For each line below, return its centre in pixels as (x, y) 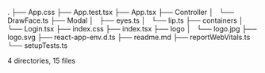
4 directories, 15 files (42, 60)
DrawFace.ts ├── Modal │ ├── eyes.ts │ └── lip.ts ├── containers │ (125, 20)
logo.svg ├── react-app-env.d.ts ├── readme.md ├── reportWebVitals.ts (129, 37)
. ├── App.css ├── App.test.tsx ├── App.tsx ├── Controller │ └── (121, 12)
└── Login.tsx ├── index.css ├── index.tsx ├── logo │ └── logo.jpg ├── (132, 29)
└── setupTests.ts (38, 46)
